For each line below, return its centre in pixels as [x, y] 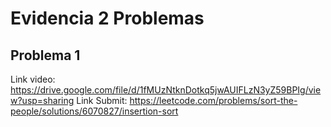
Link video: [33, 79]
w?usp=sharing [42, 100]
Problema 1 [45, 55]
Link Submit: [102, 100]
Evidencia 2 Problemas [107, 18]
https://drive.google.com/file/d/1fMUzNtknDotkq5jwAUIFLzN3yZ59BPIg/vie [166, 90]
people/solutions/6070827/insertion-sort [94, 111]
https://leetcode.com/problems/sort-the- [213, 100]
